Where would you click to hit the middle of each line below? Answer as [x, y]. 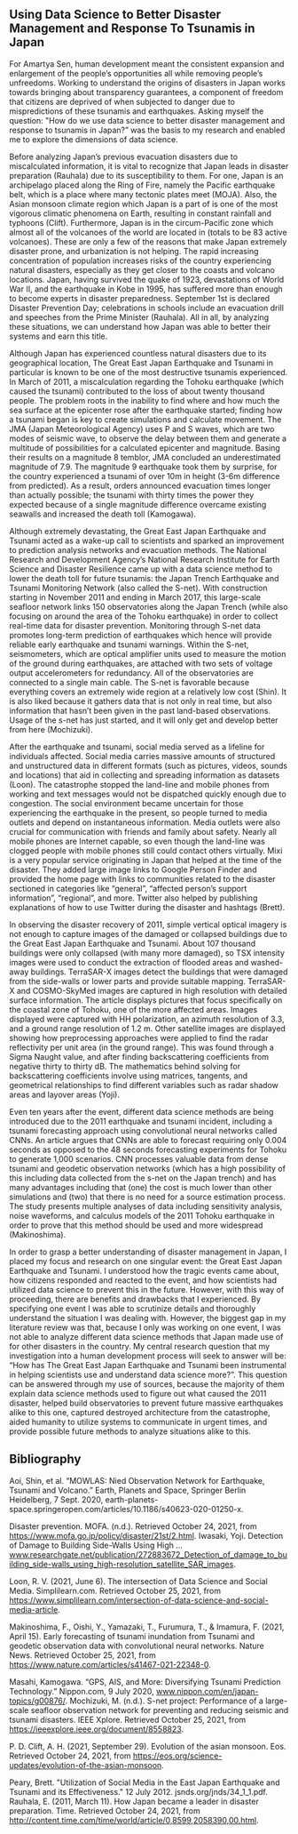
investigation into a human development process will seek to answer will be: [148, 1356]
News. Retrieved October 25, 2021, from [83, 1655]
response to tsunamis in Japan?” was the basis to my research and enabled [147, 130]
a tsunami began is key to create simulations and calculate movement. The [145, 419]
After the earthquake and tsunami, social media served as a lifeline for [137, 747]
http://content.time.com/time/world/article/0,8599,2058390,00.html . [134, 1820]
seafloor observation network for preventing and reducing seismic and [160, 1710]
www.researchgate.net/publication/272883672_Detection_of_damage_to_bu [149, 1554]
